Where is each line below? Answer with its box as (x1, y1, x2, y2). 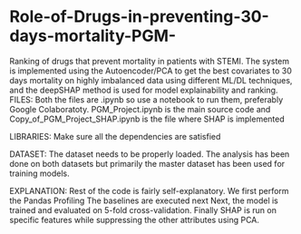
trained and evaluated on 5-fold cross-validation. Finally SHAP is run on (9, 204, 277, 215)
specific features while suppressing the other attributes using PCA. (9, 214, 260, 225)
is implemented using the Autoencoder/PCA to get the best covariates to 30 (9, 65, 293, 76)
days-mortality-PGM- (9, 25, 177, 46)
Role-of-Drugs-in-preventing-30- (9, 6, 269, 27)
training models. (9, 168, 70, 179)
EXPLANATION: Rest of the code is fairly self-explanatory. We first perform (9, 185, 289, 196)
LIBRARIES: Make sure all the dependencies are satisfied (9, 131, 221, 141)
